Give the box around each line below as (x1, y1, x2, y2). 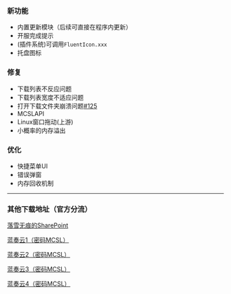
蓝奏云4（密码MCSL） (7, 280, 71, 288)
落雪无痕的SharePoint (7, 221, 69, 229)
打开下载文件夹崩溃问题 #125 (16, 102, 98, 110)
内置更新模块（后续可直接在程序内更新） (16, 23, 132, 32)
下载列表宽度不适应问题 (16, 93, 84, 101)
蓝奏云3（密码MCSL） (7, 265, 71, 273)
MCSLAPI (16, 109, 45, 117)
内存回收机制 (16, 179, 54, 187)
